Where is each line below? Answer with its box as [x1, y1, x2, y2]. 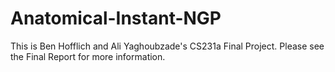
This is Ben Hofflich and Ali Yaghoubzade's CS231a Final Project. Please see [10, 40, 325, 52]
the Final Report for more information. [10, 50, 166, 62]
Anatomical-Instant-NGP [10, 7, 222, 30]
